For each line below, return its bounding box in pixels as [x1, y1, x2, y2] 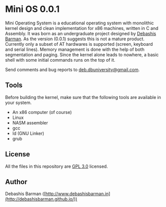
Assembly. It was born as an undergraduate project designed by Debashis [5, 30, 156, 36]
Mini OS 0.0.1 [5, 3, 60, 15]
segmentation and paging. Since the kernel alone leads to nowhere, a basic [5, 51, 159, 58]
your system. [5, 100, 32, 105]
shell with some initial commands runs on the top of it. [5, 57, 115, 63]
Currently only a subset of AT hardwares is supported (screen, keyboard [5, 41, 153, 47]
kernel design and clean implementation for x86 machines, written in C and [5, 25, 159, 31]
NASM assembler [12, 119, 49, 125]
